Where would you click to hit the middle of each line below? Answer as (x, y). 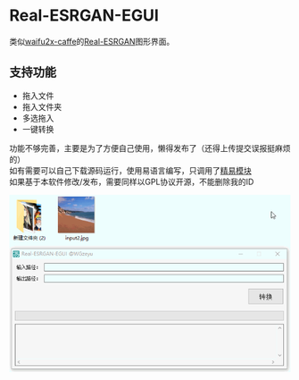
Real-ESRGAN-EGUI (84, 16)
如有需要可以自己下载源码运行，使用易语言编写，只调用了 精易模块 (130, 170)
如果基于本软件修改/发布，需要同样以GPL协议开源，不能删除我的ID (132, 182)
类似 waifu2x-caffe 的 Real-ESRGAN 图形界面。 (92, 41)
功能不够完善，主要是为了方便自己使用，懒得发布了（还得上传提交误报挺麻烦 (150, 148)
